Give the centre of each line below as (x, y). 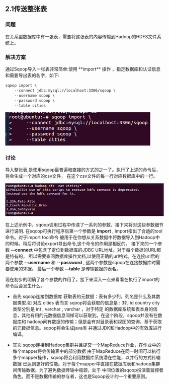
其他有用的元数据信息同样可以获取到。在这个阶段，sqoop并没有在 (90, 316)
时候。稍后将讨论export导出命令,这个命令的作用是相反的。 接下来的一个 (83, 244)
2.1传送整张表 (26, 9)
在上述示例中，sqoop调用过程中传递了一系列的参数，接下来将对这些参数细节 (84, 225)
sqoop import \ (21, 85)
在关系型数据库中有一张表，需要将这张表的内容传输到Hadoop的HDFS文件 (81, 36)
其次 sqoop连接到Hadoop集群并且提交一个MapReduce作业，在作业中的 (87, 345)
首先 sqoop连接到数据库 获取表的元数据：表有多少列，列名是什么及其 (84, 296)
